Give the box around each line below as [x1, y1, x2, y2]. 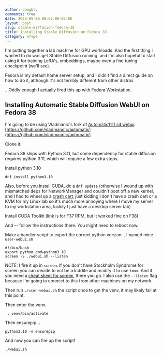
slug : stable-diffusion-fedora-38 [5, 25, 75, 30]
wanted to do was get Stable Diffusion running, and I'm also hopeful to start [5, 52, 156, 58]
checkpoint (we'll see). [5, 63, 51, 68]
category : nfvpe [5, 34, 38, 39]
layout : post [5, 20, 31, 26]
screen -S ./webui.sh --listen [5, 254, 68, 259]
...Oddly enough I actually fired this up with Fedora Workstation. [5, 87, 132, 93]
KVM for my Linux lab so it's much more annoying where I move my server [5, 198, 154, 204]
